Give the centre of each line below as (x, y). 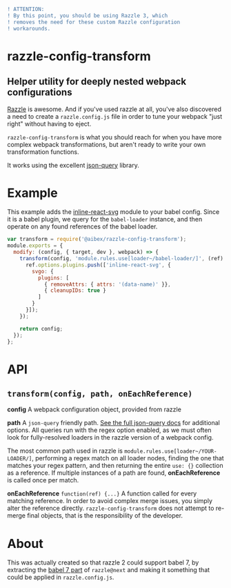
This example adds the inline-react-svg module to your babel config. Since (113, 212)
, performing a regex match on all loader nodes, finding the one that (128, 458)
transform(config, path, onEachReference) (100, 394)
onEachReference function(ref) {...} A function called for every (102, 493)
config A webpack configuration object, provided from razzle (94, 409)
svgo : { (43, 271)
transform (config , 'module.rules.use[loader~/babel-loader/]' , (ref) (122, 259)
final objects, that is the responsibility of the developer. (105, 516)
